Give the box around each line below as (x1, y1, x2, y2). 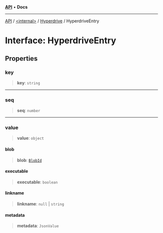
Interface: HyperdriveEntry (5, 35, 116, 46)
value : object (16, 135, 44, 141)
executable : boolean (16, 179, 58, 185)
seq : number (16, 108, 40, 114)
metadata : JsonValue (16, 223, 59, 229)
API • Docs (5, 4, 28, 10)
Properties (5, 54, 38, 63)
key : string (16, 80, 40, 85)
